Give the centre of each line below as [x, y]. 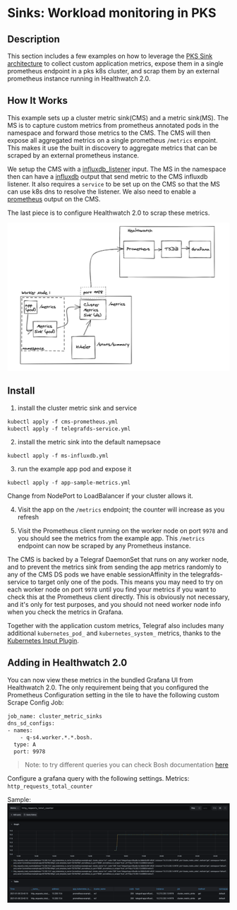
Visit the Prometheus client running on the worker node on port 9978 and [123, 531]
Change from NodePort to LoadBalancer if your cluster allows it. [101, 495]
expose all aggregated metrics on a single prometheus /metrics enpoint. [113, 140]
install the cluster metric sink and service [77, 408]
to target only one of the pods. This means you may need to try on [127, 581]
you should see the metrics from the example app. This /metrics [111, 538]
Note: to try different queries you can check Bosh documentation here [127, 764]
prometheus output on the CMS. [54, 199]
